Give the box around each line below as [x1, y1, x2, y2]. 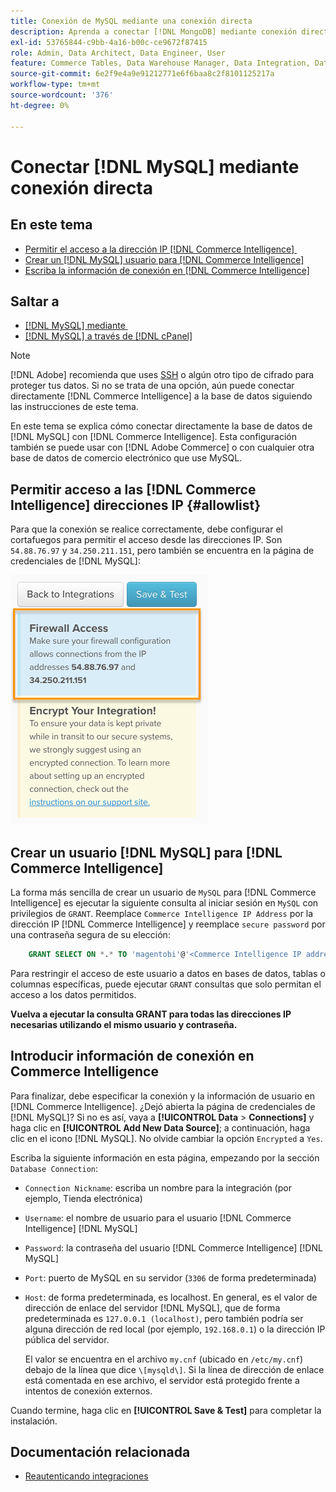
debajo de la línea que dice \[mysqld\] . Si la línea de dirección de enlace [24, 1363, 325, 1375]
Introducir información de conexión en [10, 1048, 255, 1065]
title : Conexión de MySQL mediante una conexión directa [10, 16, 253, 26]
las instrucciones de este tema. [10, 401, 139, 413]
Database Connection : [10, 1162, 99, 1174]
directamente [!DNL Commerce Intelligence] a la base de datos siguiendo [10, 390, 313, 402]
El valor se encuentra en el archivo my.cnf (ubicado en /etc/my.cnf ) [24, 1353, 304, 1365]
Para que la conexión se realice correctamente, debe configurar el [10, 523, 283, 535]
